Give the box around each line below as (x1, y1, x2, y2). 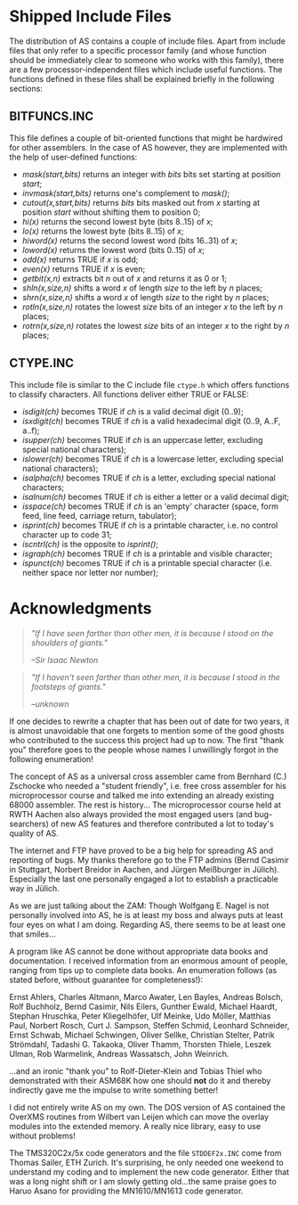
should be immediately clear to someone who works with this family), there (9, 54, 285, 65)
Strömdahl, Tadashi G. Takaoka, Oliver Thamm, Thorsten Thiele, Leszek (9, 1038, 271, 1049)
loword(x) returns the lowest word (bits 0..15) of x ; (21, 244, 205, 255)
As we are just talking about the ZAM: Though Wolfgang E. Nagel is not (9, 900, 270, 911)
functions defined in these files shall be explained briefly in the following (9, 73, 275, 84)
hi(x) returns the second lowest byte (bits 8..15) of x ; (21, 216, 213, 226)
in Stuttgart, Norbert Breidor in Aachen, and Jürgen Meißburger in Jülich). (9, 864, 280, 874)
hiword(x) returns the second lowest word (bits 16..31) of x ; (21, 234, 238, 246)
